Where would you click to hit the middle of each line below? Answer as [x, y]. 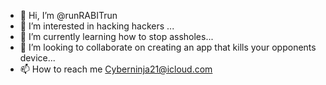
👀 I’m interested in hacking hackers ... [97, 26]
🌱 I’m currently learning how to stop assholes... [116, 36]
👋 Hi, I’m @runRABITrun [68, 15]
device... [37, 58]
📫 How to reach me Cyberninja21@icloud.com [116, 69]
